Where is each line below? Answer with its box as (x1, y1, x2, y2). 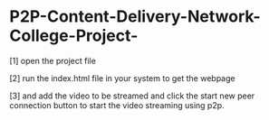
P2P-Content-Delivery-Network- (9, 6, 261, 27)
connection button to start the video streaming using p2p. (9, 99, 225, 110)
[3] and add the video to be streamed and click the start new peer (9, 90, 255, 101)
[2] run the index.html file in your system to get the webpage (9, 72, 235, 83)
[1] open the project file (9, 55, 97, 66)
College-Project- (9, 25, 139, 46)
